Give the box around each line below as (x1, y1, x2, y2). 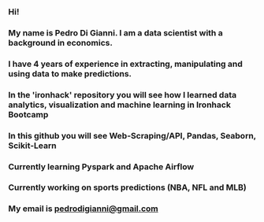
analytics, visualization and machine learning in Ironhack (8, 99, 231, 110)
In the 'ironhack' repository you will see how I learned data (8, 89, 237, 100)
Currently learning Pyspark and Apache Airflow (8, 161, 195, 172)
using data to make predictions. (8, 68, 132, 79)
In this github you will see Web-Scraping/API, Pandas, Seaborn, (8, 130, 256, 141)
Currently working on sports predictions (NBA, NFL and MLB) (8, 182, 247, 193)
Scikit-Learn (8, 140, 57, 151)
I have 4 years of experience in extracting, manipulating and (8, 58, 243, 69)
